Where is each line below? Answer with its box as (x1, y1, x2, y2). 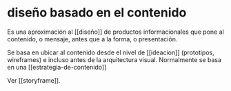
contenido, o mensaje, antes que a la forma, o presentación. (7, 34, 178, 43)
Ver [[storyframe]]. (7, 76, 61, 84)
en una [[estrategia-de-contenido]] (7, 63, 107, 71)
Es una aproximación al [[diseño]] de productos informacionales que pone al (7, 28, 224, 36)
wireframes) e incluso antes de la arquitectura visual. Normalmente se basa (7, 55, 222, 63)
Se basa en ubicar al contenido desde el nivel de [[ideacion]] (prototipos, (7, 48, 215, 57)
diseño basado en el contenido (7, 5, 187, 21)
